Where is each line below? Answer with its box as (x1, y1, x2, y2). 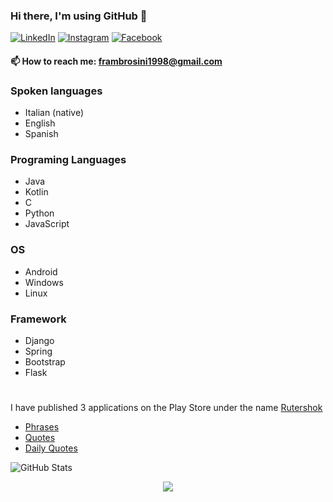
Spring (24, 345, 53, 358)
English (24, 117, 56, 129)
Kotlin (24, 186, 49, 198)
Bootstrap (24, 356, 66, 368)
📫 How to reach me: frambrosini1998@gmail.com (10, 55, 223, 67)
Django (24, 335, 55, 347)
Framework (10, 312, 67, 326)
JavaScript (24, 218, 70, 230)
